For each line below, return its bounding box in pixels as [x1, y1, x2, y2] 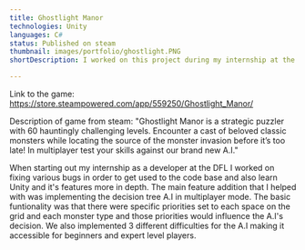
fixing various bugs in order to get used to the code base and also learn [9, 172, 278, 183]
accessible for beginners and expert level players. [9, 230, 197, 241]
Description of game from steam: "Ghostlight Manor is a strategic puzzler [9, 115, 285, 126]
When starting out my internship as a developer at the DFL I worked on [9, 163, 275, 173]
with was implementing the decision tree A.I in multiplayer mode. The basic [9, 192, 291, 202]
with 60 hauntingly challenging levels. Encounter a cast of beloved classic [9, 125, 287, 136]
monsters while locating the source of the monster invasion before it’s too [9, 135, 286, 145]
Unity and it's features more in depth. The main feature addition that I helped [9, 182, 297, 192]
